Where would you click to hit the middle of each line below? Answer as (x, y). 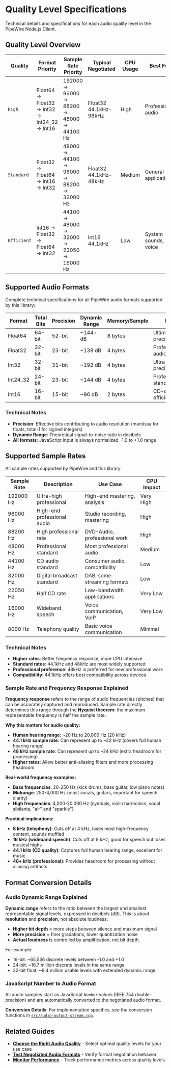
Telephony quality (58, 629)
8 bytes (116, 336)
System (154, 234)
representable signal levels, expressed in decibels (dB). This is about (77, 914)
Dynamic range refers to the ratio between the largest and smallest (76, 908)
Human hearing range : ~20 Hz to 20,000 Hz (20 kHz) (69, 735)
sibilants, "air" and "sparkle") (43, 809)
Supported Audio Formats (47, 287)
